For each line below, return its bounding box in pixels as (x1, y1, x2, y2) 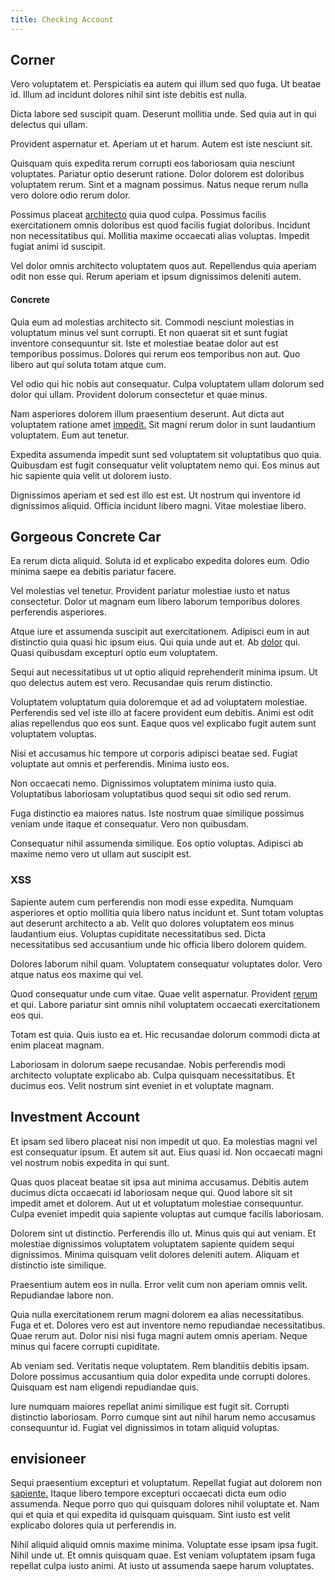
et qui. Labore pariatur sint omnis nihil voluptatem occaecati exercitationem (10, 998, 321, 1010)
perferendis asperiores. (10, 606, 107, 618)
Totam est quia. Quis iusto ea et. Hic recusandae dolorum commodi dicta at (10, 1028, 321, 1040)
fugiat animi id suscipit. (10, 241, 106, 253)
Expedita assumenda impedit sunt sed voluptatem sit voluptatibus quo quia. (10, 448, 322, 460)
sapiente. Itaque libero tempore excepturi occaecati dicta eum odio (10, 1487, 287, 1500)
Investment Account (10, 1109, 140, 1126)
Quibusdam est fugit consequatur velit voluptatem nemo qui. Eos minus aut (10, 459, 320, 471)
